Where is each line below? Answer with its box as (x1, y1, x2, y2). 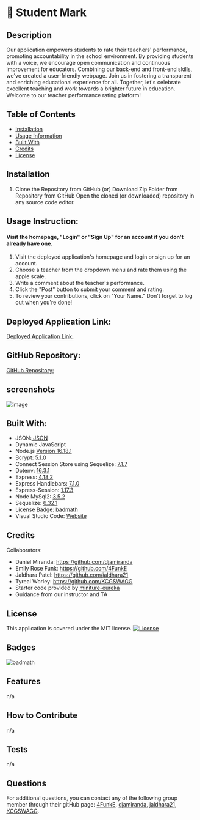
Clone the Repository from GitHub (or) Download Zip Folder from (15, 185, 178, 193)
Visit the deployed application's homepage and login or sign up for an (15, 253, 190, 260)
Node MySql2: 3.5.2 (15, 493, 66, 500)
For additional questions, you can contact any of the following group (6, 794, 178, 802)
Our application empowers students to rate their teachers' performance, (6, 46, 188, 53)
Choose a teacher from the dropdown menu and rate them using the (15, 266, 187, 274)
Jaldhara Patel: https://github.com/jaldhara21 (15, 571, 129, 578)
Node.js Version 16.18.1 (15, 448, 72, 455)
